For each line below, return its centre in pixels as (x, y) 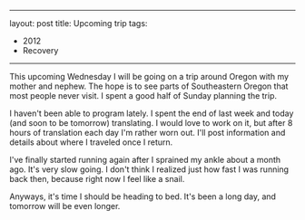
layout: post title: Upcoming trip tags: (79, 23)
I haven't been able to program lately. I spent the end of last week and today (152, 113)
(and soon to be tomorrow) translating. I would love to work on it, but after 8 (151, 123)
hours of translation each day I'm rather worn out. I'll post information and (148, 133)
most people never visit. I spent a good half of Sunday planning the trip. (143, 96)
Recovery (40, 50)
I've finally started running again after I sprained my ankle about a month (145, 160)
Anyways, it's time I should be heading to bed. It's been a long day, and (143, 196)
